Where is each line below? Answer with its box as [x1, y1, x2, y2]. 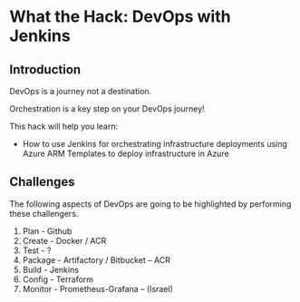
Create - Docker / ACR [22, 235, 107, 246]
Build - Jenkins [22, 264, 80, 275]
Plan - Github [22, 225, 73, 237]
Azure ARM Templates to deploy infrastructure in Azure [22, 148, 229, 159]
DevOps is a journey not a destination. [9, 86, 152, 96]
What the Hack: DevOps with [9, 6, 231, 27]
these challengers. [9, 208, 79, 219]
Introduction [9, 62, 82, 77]
